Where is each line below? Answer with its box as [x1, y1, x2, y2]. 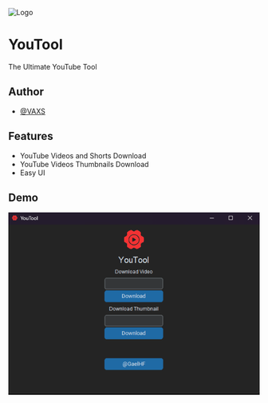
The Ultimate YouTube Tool [8, 62, 97, 71]
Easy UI [19, 168, 45, 178]
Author [8, 85, 44, 99]
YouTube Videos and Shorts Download [19, 150, 147, 160]
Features [8, 130, 53, 143]
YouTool [8, 36, 64, 54]
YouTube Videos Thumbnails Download [19, 159, 149, 169]
